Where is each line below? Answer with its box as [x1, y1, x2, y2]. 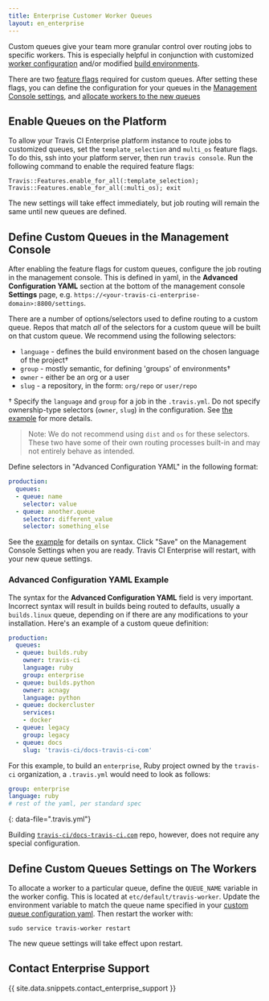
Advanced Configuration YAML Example [8, 574, 169, 585]
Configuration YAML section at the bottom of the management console [8, 281, 246, 291]
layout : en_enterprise [8, 19, 84, 27]
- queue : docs [15, 738, 63, 747]
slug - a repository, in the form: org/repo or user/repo [19, 381, 198, 391]
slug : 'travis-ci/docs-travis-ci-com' [22, 746, 153, 754]
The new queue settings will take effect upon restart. [8, 938, 183, 948]
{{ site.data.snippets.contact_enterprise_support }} [8, 983, 177, 993]
